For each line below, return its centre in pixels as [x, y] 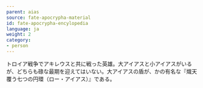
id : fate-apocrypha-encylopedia [47, 23]
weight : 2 [19, 35]
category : [19, 40]
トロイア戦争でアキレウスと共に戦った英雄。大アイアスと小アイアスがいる [99, 64]
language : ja [23, 29]
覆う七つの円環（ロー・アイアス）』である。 [61, 79]
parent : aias [23, 12]
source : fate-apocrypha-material [49, 18]
